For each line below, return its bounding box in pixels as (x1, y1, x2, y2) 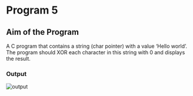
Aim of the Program (6, 27, 79, 37)
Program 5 (6, 4, 58, 17)
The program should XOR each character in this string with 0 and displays (6, 49, 185, 56)
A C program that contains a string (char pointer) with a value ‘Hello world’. (6, 42, 187, 49)
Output (6, 69, 27, 78)
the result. (6, 55, 31, 62)
